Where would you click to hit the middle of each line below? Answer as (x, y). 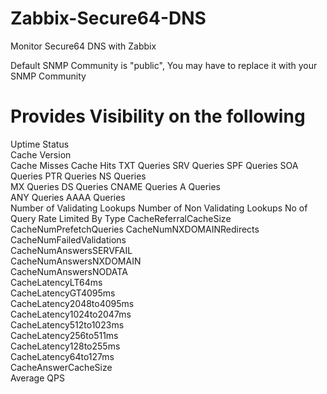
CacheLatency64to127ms (62, 356)
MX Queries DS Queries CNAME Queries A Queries (115, 186)
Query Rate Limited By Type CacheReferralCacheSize (121, 218)
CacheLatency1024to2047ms (71, 314)
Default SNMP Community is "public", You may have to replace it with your (164, 65)
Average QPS (37, 378)
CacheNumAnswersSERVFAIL (71, 250)
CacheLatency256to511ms (64, 335)
